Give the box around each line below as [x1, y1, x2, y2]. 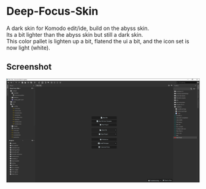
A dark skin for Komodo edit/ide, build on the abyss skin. [6, 24, 150, 32]
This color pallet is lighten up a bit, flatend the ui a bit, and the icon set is [6, 37, 189, 45]
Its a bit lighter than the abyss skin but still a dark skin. [6, 31, 143, 38]
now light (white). [6, 44, 50, 51]
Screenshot [6, 62, 52, 72]
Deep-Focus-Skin [6, 4, 99, 18]
